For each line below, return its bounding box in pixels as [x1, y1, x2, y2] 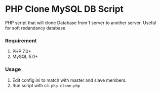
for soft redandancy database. [5, 25, 67, 31]
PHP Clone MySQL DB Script [5, 3, 124, 15]
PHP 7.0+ [12, 48, 31, 55]
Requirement [5, 37, 37, 44]
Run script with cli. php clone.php [12, 82, 80, 88]
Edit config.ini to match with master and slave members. [12, 77, 127, 83]
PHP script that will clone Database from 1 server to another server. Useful [5, 20, 157, 26]
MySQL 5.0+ [12, 54, 38, 60]
